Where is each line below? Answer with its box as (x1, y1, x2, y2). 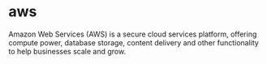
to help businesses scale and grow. (8, 46, 127, 56)
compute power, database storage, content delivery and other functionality (8, 37, 260, 47)
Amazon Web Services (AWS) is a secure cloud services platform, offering (8, 29, 257, 39)
